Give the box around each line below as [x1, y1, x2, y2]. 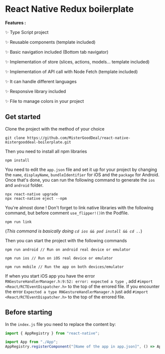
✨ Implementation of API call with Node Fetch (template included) [5, 68, 138, 74]
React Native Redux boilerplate [5, 3, 134, 15]
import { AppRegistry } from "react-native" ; [5, 331, 100, 336]
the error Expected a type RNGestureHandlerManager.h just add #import [5, 289, 148, 294]
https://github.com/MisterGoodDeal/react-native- [27, 135, 131, 140]
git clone [5, 135, 26, 140]
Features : [5, 20, 26, 26]
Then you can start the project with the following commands [5, 237, 127, 243]
